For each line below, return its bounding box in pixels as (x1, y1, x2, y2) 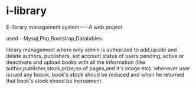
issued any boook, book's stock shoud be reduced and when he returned (6, 71, 185, 78)
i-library (6, 4, 47, 18)
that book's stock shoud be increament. (6, 77, 103, 84)
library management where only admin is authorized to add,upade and (6, 46, 177, 53)
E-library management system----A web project (6, 23, 123, 30)
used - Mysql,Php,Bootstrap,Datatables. (6, 35, 104, 42)
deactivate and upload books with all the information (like (6, 59, 146, 66)
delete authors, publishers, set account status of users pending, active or (6, 52, 184, 59)
